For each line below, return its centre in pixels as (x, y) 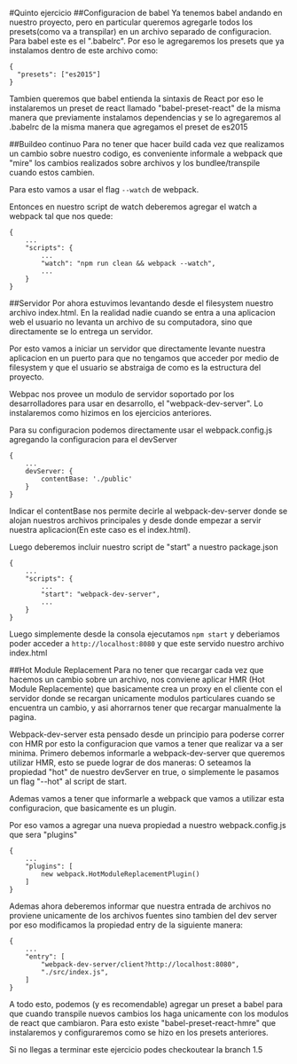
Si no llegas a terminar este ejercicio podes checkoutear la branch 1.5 (136, 1049)
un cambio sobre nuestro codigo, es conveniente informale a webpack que (146, 153)
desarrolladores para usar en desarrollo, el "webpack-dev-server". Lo (136, 403)
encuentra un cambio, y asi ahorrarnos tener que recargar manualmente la (145, 708)
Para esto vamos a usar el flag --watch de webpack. (104, 189)
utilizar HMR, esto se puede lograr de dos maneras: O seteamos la (130, 763)
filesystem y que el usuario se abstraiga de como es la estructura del (135, 368)
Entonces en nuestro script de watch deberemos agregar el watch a (133, 207)
